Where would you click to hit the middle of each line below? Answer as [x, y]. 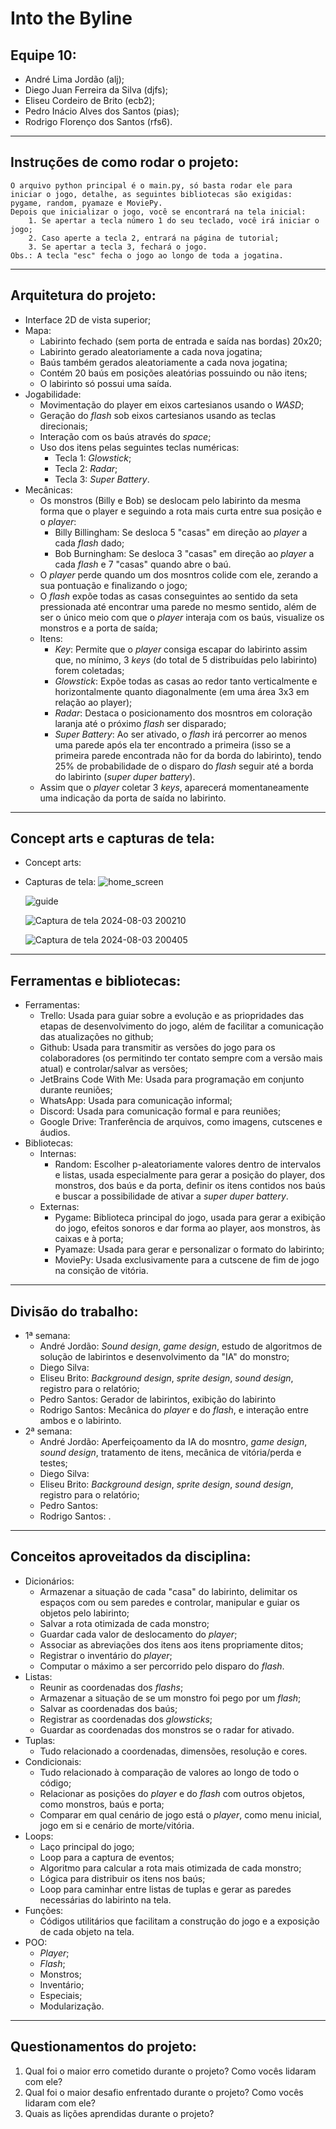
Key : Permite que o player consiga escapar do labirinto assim [181, 649]
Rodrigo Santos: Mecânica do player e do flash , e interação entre [174, 1410]
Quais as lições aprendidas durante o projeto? [119, 2113]
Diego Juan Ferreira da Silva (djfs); [96, 90]
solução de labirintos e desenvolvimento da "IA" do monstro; [164, 1357]
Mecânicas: [48, 489]
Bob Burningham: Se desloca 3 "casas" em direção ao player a [184, 553]
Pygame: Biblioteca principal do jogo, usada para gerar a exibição [190, 1218]
